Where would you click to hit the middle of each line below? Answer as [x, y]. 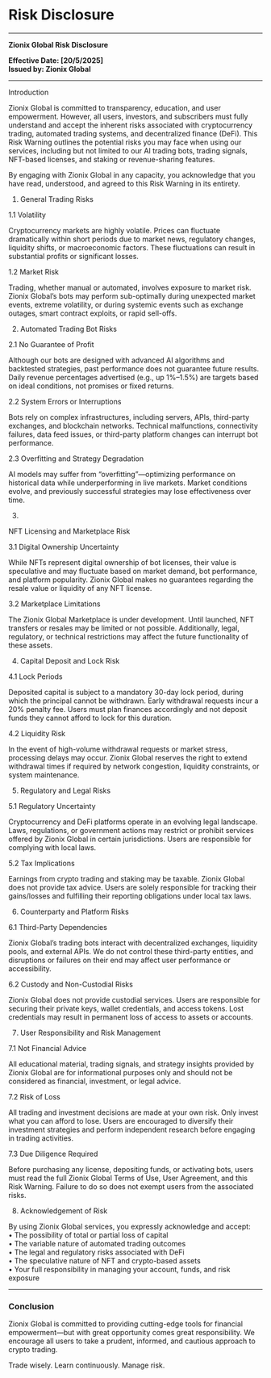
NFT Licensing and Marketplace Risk [69, 531]
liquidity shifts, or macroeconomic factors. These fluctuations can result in [132, 247]
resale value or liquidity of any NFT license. [80, 588]
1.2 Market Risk [33, 271]
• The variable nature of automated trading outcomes [97, 1243]
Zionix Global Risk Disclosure [58, 44]
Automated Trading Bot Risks [68, 329]
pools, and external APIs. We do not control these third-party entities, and [131, 951]
